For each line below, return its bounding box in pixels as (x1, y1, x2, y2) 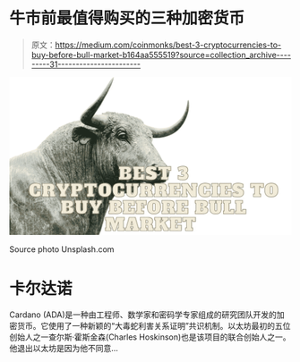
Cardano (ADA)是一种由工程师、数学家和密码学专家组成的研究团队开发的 (9, 309, 278, 320)
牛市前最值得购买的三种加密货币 (9, 8, 245, 29)
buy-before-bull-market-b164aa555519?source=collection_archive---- (30, 49, 291, 60)
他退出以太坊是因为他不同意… (9, 343, 119, 354)
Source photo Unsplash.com (9, 244, 115, 255)
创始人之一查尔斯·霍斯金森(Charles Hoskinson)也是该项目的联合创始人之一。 (9, 332, 291, 342)
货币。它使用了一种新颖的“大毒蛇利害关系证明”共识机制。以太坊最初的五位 (16, 321, 291, 332)
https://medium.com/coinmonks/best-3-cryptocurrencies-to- (55, 39, 282, 50)
